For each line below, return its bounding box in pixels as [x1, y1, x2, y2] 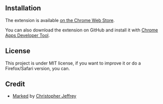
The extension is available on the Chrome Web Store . [5, 17, 115, 23]
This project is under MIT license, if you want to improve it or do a [5, 60, 141, 66]
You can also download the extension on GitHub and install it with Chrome [5, 27, 158, 33]
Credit [5, 80, 25, 88]
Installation [5, 4, 41, 12]
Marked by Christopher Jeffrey [12, 93, 77, 99]
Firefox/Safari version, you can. [5, 65, 70, 71]
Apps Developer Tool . [5, 32, 50, 38]
